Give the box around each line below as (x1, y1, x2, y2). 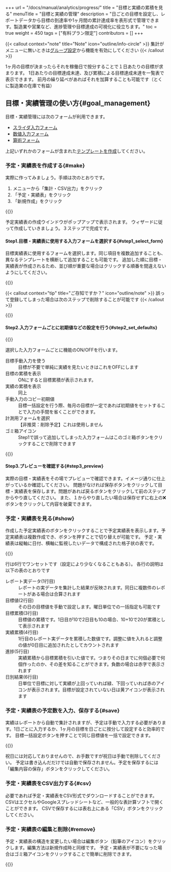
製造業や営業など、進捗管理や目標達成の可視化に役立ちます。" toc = (13, 23, 157, 30)
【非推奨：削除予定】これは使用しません (18, 421, 103, 427)
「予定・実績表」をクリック (12, 192, 71, 198)
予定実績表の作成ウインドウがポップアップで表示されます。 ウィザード (5, 219, 154, 225)
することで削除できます (27, 441, 77, 447)
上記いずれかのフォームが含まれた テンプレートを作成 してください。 (5, 148, 148, 154)
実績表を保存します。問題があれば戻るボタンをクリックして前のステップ (14, 488, 166, 494)
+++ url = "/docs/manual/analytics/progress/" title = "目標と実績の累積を (5, 5, 159, 10)
